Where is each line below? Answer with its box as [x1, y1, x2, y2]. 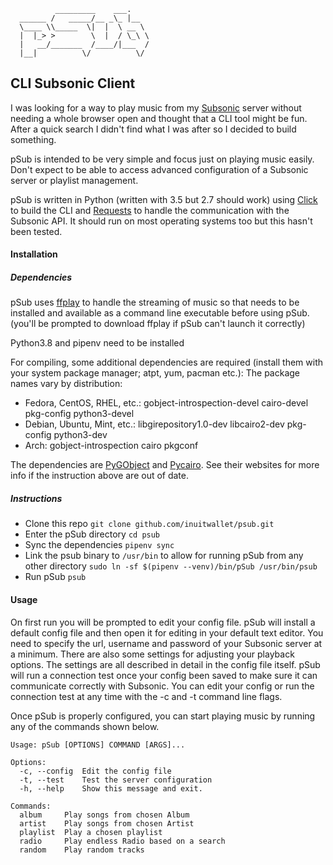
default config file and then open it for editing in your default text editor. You [10, 626, 324, 639]
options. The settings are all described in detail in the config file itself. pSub [10, 658, 321, 670]
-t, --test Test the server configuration [19, 775, 213, 785]
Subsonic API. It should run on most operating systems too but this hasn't [10, 215, 313, 227]
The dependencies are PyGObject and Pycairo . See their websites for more [10, 459, 320, 471]
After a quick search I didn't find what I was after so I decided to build [10, 123, 297, 135]
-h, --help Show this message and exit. [19, 783, 203, 794]
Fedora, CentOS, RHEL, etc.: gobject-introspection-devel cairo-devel [24, 397, 309, 409]
